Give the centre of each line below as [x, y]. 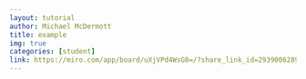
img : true [28, 43]
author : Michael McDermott [61, 26]
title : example [38, 35]
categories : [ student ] [52, 52]
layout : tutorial [42, 18]
